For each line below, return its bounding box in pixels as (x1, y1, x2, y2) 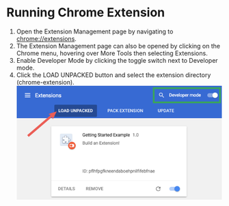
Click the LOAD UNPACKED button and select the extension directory (16, 70, 211, 79)
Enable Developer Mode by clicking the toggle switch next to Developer (16, 56, 218, 64)
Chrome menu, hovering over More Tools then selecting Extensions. (16, 49, 208, 57)
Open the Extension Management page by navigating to (16, 27, 174, 35)
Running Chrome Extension (6, 5, 165, 20)
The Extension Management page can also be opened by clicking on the (16, 42, 220, 50)
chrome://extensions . (16, 34, 77, 42)
